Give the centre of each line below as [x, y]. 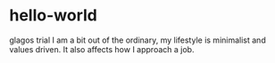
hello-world [54, 16]
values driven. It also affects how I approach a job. [102, 49]
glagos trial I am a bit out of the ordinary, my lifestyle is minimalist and [137, 40]
